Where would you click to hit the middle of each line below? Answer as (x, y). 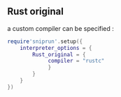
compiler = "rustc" (76, 61)
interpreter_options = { (56, 48)
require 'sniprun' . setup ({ (45, 41)
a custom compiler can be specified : (60, 28)
